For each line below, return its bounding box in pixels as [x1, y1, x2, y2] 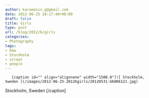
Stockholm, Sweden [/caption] [5, 88, 66, 94]
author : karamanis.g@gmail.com [5, 7, 69, 12]
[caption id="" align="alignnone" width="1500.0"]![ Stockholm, [11, 75, 145, 80]
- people [5, 61, 23, 66]
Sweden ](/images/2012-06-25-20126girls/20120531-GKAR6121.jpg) [5, 79, 138, 84]
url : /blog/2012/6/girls [5, 30, 56, 35]
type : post [5, 25, 27, 30]
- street [5, 57, 23, 62]
